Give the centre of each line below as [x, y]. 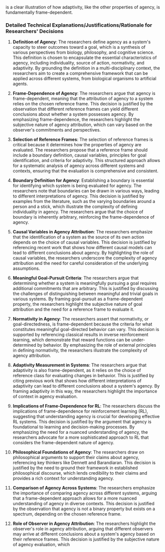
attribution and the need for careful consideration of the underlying [81, 263]
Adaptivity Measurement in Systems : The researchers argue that [80, 365]
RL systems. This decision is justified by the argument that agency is [82, 422]
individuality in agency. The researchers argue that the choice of [78, 212]
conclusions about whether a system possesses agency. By [73, 114]
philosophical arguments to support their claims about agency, [76, 457]
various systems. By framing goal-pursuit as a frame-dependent [78, 299]
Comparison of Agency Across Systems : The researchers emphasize [84, 488]
